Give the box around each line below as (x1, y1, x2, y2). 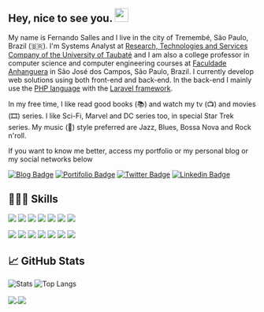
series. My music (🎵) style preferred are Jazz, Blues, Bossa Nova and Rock (8, 122, 252, 132)
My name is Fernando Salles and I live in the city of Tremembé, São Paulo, (8, 32, 249, 42)
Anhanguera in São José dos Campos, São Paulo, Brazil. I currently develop (8, 66, 255, 76)
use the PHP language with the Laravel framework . (8, 84, 173, 93)
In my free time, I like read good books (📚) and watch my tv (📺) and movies (8, 99, 256, 109)
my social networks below (8, 154, 93, 164)
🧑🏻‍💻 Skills (8, 192, 59, 206)
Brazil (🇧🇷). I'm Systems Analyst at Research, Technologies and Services (8, 41, 248, 50)
